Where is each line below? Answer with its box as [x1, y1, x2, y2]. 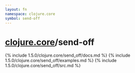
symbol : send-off [5, 16, 40, 21]
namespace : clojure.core [5, 12, 55, 16]
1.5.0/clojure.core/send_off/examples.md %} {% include [5, 58, 117, 63]
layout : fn [5, 7, 27, 12]
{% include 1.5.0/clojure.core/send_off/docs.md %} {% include [5, 52, 131, 58]
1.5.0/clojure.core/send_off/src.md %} [5, 63, 81, 69]
